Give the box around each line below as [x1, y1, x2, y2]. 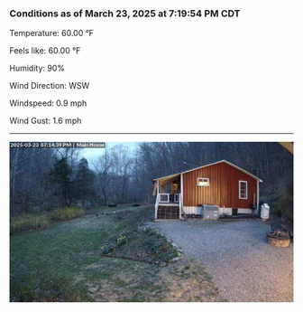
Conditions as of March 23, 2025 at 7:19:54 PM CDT [9, 7, 241, 20]
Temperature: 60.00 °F [9, 28, 95, 39]
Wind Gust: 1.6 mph [9, 116, 82, 127]
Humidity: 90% [9, 62, 66, 74]
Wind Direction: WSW [9, 80, 90, 91]
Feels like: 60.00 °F [9, 45, 81, 56]
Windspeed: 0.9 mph [9, 98, 87, 109]
